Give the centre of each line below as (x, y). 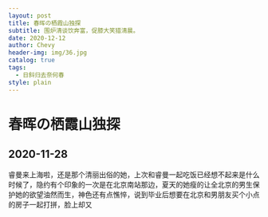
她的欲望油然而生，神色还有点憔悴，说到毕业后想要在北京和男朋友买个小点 (137, 194)
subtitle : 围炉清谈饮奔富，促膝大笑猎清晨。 (74, 30)
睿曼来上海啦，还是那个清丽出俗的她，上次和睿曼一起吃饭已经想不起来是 (127, 174)
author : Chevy (32, 45)
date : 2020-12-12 (37, 38)
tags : (17, 68)
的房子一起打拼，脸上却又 (50, 204)
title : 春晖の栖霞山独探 (45, 23)
